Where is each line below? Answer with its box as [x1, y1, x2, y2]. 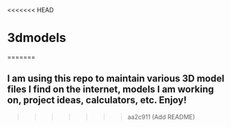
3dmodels [7, 30, 67, 46]
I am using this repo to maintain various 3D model [7, 72, 225, 85]
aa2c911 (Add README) [127, 113, 196, 121]
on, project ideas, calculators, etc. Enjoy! [7, 95, 187, 106]
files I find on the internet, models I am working [7, 84, 214, 95]
